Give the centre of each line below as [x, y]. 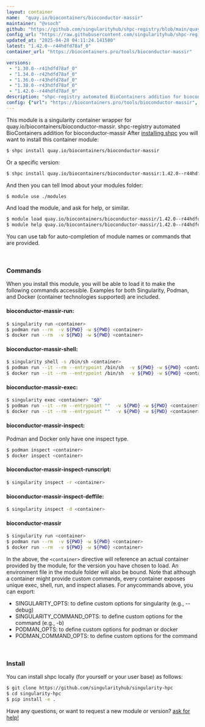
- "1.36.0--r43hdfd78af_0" [43, 80]
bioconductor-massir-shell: [42, 349]
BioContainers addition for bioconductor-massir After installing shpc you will [102, 133]
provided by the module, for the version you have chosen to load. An [92, 565]
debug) [24, 610]
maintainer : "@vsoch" [34, 23]
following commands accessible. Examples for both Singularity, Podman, [98, 290]
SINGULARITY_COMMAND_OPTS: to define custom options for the [99, 616]
